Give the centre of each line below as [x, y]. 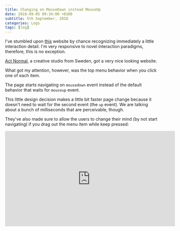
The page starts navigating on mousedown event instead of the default [74, 85]
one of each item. [23, 76]
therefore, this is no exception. [36, 52]
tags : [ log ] [17, 28]
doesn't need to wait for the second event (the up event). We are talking [77, 105]
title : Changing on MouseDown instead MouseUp [53, 9]
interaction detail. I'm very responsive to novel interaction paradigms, [74, 46]
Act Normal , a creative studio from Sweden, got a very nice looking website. [81, 61]
